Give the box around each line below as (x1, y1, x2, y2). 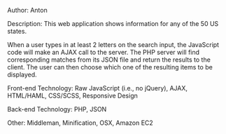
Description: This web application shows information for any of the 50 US (7, 20, 219, 27)
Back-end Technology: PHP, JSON (7, 105, 107, 113)
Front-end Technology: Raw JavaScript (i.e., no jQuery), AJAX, (7, 84, 188, 92)
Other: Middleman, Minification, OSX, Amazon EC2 (7, 119, 154, 127)
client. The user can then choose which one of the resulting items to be (7, 63, 213, 71)
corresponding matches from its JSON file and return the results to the (7, 55, 211, 64)
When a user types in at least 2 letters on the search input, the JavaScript (7, 41, 219, 48)
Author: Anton (7, 6, 48, 14)
